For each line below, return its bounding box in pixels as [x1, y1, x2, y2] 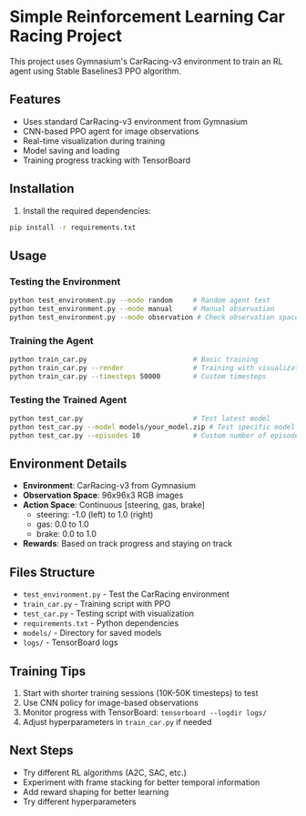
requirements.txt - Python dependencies [22, 618, 179, 629]
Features [9, 92, 61, 107]
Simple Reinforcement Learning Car [9, 6, 285, 27]
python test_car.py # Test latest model [9, 414, 271, 423]
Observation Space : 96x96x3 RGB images [22, 489, 184, 501]
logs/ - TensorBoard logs [22, 637, 118, 648]
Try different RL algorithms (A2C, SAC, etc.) [22, 767, 187, 778]
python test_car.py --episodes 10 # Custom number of [9, 430, 267, 440]
